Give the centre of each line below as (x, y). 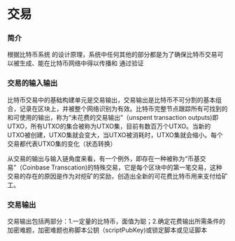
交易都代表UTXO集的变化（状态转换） (62, 144)
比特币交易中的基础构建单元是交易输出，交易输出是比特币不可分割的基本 (111, 99)
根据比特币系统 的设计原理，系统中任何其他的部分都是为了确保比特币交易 (112, 55)
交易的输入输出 (33, 83)
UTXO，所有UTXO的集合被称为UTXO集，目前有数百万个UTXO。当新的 (109, 126)
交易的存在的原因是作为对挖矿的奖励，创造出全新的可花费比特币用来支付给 (114, 176)
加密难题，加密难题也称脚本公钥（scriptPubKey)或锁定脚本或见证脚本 (107, 230)
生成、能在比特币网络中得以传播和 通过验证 (81, 63)
